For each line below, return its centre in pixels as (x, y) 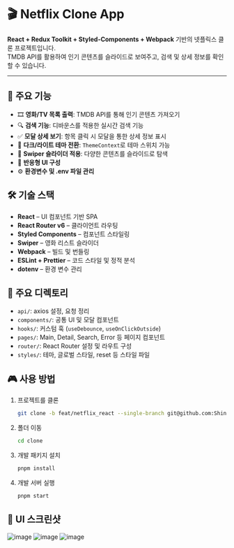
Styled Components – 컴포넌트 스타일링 (73, 234)
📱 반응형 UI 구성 (39, 162)
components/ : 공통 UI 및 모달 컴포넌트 (68, 320)
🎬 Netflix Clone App (66, 14)
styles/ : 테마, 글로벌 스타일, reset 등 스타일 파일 (84, 355)
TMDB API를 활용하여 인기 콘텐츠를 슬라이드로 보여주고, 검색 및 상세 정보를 (109, 57)
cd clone (30, 441)
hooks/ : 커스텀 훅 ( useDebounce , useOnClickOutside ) (89, 329)
